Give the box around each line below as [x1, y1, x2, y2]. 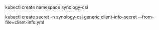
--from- [137, 14, 154, 19]
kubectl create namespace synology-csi [5, 4, 88, 10]
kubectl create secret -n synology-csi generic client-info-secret [5, 14, 137, 19]
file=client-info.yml [5, 19, 44, 25]
